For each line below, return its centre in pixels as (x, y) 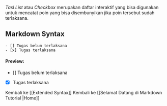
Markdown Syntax (35, 34)
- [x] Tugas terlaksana (31, 50)
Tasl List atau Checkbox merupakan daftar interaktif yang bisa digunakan (82, 7)
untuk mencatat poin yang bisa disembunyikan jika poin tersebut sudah (80, 13)
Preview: (15, 61)
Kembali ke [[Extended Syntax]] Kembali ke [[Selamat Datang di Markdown (84, 93)
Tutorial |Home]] (22, 98)
